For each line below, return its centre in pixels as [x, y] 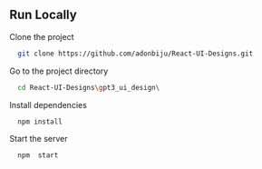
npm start [38, 155]
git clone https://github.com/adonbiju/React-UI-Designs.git [136, 54]
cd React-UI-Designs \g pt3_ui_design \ [89, 87]
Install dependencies [49, 104]
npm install [40, 122]
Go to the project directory [59, 71]
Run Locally [43, 15]
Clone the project [42, 36]
